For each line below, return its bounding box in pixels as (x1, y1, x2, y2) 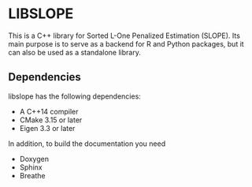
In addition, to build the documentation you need (8, 139, 166, 148)
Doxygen (19, 154, 50, 163)
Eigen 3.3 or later (19, 123, 76, 133)
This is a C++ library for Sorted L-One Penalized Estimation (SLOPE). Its (8, 31, 240, 40)
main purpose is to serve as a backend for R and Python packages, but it (8, 39, 244, 48)
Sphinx (19, 163, 43, 172)
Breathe (19, 170, 46, 180)
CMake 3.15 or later (19, 115, 83, 125)
